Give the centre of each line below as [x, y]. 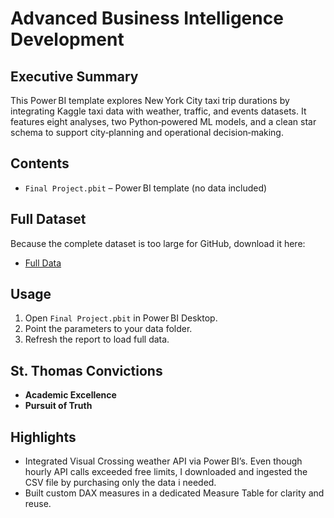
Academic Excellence [70, 395]
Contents [40, 163]
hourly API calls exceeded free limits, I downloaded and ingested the [166, 472]
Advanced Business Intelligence [147, 18]
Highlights [43, 437]
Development [67, 39]
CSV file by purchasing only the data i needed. [120, 483]
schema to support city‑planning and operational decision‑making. [147, 132]
